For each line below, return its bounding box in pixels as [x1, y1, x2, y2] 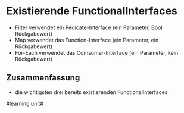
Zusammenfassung [6, 73, 80, 83]
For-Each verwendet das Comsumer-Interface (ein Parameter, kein [14, 49, 179, 56]
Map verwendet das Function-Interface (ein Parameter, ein [14, 36, 159, 43]
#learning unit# [6, 100, 43, 107]
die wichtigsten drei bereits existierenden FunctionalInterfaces [14, 88, 168, 96]
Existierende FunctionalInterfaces [6, 4, 177, 18]
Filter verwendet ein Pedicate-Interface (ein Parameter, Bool [14, 24, 163, 31]
